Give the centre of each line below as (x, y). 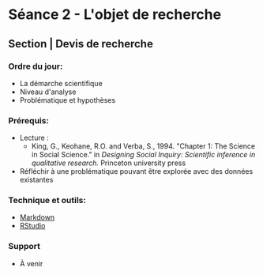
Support (24, 247)
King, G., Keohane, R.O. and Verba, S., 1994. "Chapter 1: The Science (143, 146)
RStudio (32, 226)
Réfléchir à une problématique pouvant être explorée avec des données (136, 171)
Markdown (37, 217)
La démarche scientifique (61, 83)
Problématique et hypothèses (68, 100)
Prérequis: (29, 120)
